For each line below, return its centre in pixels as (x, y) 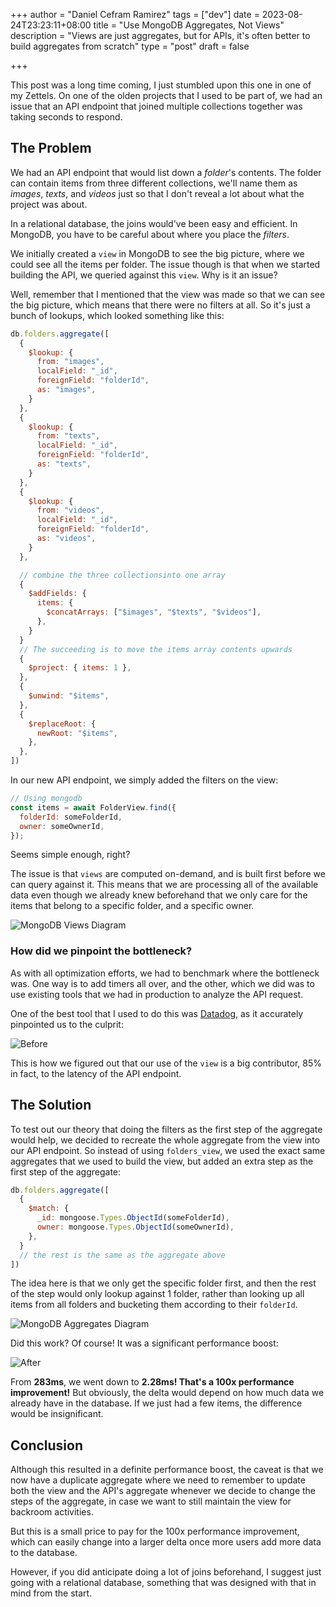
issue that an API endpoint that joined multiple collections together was (156, 106)
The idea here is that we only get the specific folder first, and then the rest (163, 1283)
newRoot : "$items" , (77, 733)
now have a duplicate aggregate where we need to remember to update (158, 1480)
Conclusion (47, 1445)
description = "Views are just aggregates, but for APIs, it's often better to (160, 35)
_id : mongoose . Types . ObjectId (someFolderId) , (133, 1218)
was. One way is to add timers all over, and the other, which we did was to (162, 983)
